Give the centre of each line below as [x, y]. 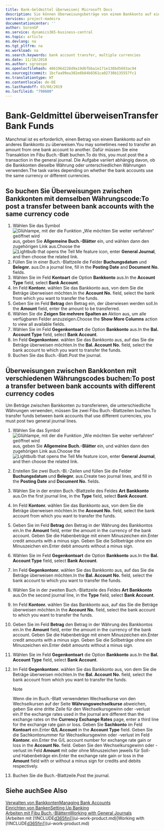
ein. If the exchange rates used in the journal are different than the [78, 714]
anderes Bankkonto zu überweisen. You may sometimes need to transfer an [81, 145]
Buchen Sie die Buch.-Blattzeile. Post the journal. [61, 775]
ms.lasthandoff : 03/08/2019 [34, 87]
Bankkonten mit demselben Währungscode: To [77, 198]
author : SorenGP [22, 28]
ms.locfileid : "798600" [30, 91]
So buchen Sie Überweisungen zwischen [69, 191]
